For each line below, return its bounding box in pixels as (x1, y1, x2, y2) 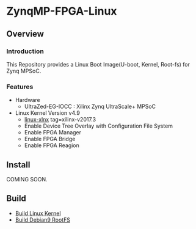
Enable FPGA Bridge (24, 136, 76, 143)
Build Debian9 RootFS (15, 216, 70, 224)
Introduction (6, 47, 44, 56)
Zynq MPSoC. (6, 67, 42, 75)
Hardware (15, 96, 41, 104)
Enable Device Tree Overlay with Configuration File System (24, 122, 173, 129)
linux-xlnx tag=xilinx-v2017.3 (24, 116, 96, 123)
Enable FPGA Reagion (24, 142, 79, 149)
